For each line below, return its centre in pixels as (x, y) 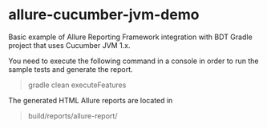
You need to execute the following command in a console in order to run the (133, 61)
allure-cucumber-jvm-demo (104, 15)
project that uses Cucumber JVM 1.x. (69, 45)
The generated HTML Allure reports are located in (91, 100)
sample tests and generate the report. (71, 69)
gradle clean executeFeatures (77, 85)
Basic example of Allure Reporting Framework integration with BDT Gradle (130, 37)
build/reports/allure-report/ (73, 116)
